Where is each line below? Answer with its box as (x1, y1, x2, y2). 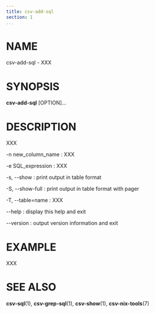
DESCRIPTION (6, 120, 77, 133)
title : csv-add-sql (6, 8, 54, 15)
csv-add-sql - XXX (6, 59, 52, 66)
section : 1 (6, 14, 33, 20)
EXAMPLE (6, 240, 57, 254)
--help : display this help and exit (6, 208, 86, 216)
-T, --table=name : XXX (6, 197, 63, 204)
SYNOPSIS (6, 80, 60, 93)
